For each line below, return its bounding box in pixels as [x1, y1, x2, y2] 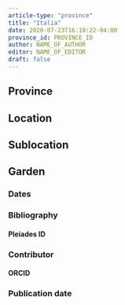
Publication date [8, 288, 72, 299]
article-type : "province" [8, 11, 93, 20]
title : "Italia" [8, 19, 61, 27]
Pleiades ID [8, 229, 46, 239]
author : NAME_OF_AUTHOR [8, 41, 86, 49]
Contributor [8, 249, 54, 260]
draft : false [8, 56, 51, 64]
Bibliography [8, 210, 58, 221]
